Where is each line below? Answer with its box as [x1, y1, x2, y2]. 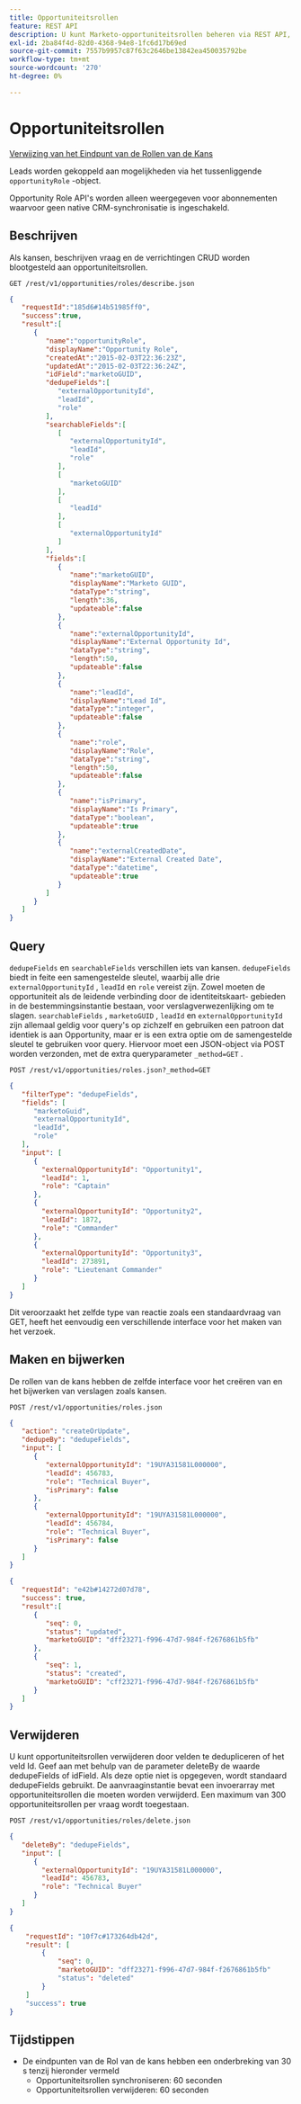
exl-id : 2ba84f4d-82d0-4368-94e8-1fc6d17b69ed [9, 38, 187, 48]
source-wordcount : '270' [9, 64, 102, 73]
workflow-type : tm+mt [9, 55, 91, 64]
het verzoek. [9, 1326, 56, 1337]
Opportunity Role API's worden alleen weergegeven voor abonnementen [9, 192, 278, 203]
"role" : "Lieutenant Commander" [41, 1266, 164, 1275]
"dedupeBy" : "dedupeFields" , [21, 1436, 130, 1445]
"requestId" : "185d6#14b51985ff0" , [21, 303, 151, 312]
